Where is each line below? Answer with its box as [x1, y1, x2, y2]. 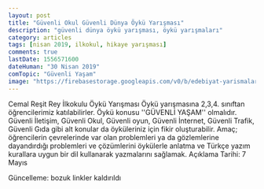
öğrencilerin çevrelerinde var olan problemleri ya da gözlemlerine [8, 132, 220, 142]
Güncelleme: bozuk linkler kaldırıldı [8, 172, 122, 182]
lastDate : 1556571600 [8, 56, 79, 64]
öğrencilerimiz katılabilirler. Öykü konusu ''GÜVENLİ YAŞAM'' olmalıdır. [8, 107, 237, 117]
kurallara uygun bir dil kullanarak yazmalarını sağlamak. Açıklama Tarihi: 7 [8, 149, 247, 158]
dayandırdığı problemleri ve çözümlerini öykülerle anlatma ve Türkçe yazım [8, 141, 251, 150]
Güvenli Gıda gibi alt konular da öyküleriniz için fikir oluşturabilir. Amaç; [8, 124, 238, 134]
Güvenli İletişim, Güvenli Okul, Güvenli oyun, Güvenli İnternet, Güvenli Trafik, [8, 116, 255, 125]
